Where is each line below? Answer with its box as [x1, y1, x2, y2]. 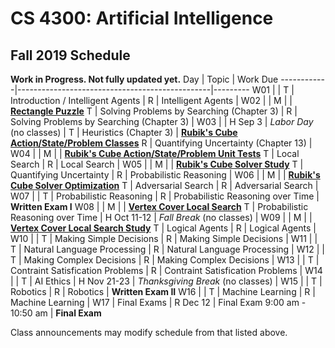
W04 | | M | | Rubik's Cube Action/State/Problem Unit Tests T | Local [10, 148, 300, 159]
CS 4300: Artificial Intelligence [10, 7, 274, 30]
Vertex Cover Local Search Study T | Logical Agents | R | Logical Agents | [10, 222, 317, 234]
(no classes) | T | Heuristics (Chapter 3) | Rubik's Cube [10, 127, 238, 138]
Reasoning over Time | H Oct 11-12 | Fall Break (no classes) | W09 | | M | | [10, 212, 313, 223]
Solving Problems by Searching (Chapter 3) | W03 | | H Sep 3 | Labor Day [10, 116, 314, 127]
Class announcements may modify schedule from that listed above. [10, 327, 288, 338]
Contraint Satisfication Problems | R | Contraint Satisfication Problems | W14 [10, 265, 323, 276]
